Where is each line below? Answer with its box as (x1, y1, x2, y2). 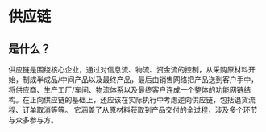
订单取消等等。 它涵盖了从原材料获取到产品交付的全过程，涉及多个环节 (22, 105, 258, 114)
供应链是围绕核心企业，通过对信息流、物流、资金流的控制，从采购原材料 (8, 65, 248, 74)
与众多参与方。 (8, 115, 58, 125)
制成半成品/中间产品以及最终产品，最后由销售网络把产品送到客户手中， (22, 75, 259, 85)
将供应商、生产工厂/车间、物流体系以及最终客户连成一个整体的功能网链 (8, 85, 244, 94)
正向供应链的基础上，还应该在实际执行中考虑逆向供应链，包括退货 (29, 95, 248, 105)
